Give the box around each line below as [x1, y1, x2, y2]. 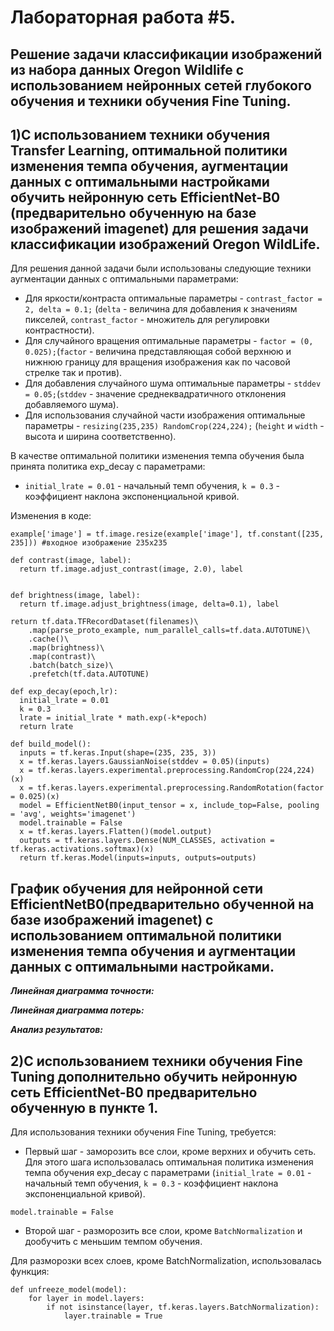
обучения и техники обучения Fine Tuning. [10, 92, 292, 110]
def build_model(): [10, 739, 92, 750]
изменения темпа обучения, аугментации [10, 157, 289, 175]
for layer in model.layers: [28, 1294, 145, 1304]
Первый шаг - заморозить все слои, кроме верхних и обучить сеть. [24, 1146, 317, 1158]
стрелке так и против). [24, 367, 123, 379]
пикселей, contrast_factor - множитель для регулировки [24, 314, 270, 326]
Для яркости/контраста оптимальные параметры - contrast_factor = [24, 292, 323, 305]
